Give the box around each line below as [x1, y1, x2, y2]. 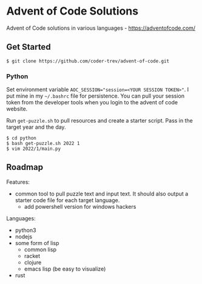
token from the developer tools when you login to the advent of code [6, 99, 178, 106]
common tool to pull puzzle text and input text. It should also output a [15, 190, 189, 197]
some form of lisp [15, 239, 59, 246]
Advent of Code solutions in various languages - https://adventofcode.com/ [6, 24, 196, 32]
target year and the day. [6, 123, 66, 131]
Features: [6, 178, 30, 186]
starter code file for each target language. [15, 196, 120, 204]
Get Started [6, 42, 51, 52]
